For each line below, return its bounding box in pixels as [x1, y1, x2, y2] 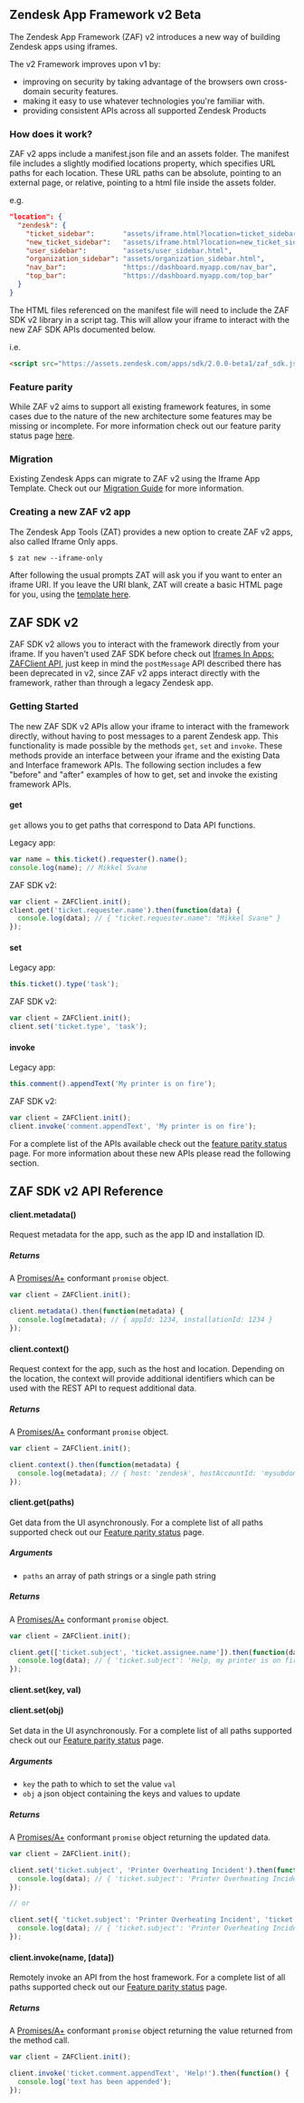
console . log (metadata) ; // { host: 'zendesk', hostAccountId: [17, 1469, 257, 1478]
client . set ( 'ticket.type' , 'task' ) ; [9, 1022, 147, 1032]
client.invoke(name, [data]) [9, 1951, 115, 1962]
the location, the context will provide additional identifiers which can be [9, 1374, 276, 1384]
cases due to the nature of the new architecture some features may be [9, 411, 272, 422]
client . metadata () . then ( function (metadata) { [9, 1306, 184, 1316]
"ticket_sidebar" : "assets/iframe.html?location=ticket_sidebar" [25, 229, 301, 239]
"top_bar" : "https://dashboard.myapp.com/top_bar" [25, 271, 273, 280]
